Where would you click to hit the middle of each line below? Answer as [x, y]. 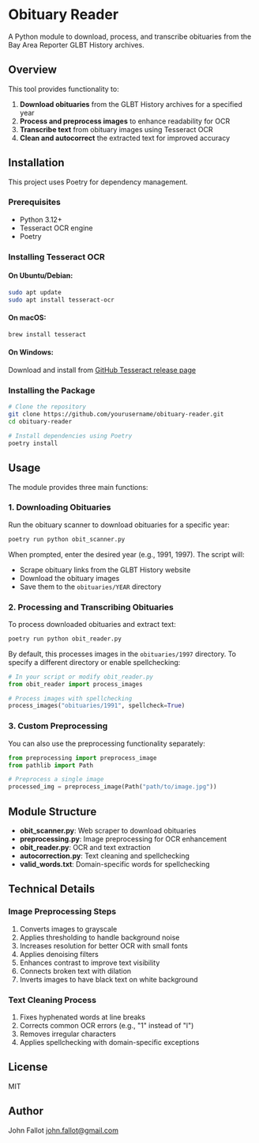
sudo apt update [35, 292]
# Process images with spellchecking [70, 698]
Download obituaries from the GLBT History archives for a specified [131, 104]
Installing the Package [52, 390]
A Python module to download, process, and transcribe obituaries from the [130, 36]
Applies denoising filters [59, 954]
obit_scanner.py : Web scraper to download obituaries [108, 830]
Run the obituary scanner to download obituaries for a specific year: [119, 525]
